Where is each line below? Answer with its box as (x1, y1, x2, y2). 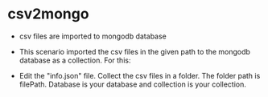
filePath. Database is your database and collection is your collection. (19, 79, 247, 89)
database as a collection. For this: (19, 55, 131, 65)
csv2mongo (7, 5, 89, 23)
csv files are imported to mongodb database (19, 31, 167, 41)
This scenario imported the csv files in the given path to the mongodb (19, 46, 251, 56)
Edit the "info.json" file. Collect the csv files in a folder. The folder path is (19, 71, 261, 80)
